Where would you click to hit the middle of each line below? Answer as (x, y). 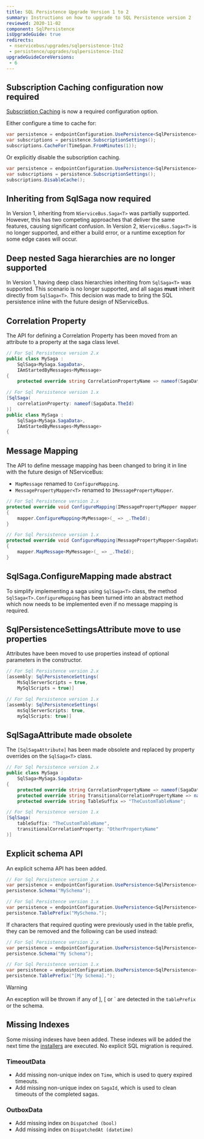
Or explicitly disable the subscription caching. (63, 157)
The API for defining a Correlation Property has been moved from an (92, 336)
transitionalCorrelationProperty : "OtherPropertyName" (88, 829)
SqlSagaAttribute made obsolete (69, 735)
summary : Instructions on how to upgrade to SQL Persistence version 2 (99, 18)
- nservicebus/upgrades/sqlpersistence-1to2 (66, 46)
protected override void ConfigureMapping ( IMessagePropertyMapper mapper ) (103, 507)
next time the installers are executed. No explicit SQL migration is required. (100, 1045)
